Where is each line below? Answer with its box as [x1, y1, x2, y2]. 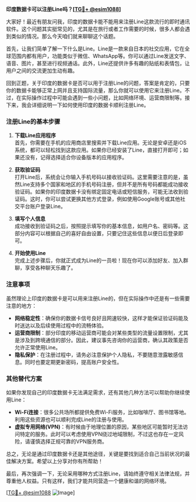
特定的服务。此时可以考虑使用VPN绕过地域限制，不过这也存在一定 [19, 430, 179, 438]
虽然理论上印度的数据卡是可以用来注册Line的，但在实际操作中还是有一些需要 [6, 295, 190, 302]
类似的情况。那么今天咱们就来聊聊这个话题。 [10, 33, 118, 40]
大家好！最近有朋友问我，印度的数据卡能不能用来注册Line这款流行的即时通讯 [6, 18, 190, 25]
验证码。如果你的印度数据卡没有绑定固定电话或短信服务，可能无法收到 [14, 188, 184, 195]
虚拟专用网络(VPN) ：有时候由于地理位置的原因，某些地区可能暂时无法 [14, 423, 183, 430]
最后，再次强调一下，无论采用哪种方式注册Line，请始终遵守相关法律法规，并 [6, 470, 190, 477]
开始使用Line [14, 250, 46, 257]
